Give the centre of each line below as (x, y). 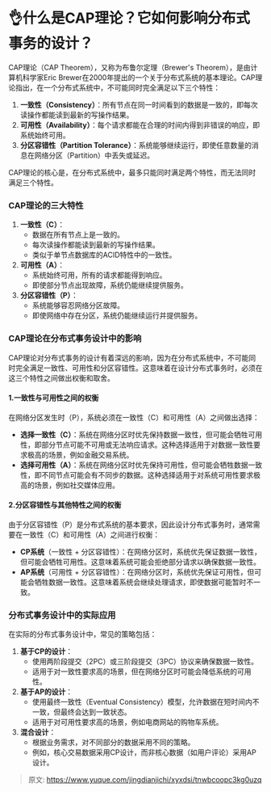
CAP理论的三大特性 (46, 205)
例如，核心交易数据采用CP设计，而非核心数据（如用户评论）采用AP (144, 752)
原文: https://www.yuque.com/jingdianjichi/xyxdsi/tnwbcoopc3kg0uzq (145, 780)
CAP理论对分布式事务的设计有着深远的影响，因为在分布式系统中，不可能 (129, 357)
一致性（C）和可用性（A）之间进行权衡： (91, 534)
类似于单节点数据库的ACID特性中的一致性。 (104, 255)
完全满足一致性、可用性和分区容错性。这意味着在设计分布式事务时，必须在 (139, 368)
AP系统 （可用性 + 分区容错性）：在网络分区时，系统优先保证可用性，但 (137, 571)
